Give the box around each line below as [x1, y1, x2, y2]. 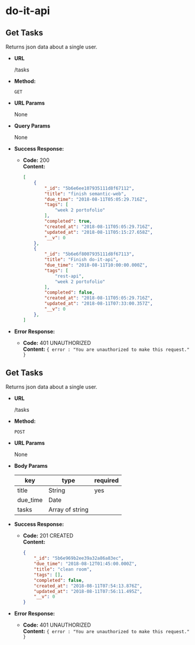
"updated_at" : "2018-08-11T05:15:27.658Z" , [44, 229, 153, 235]
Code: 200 [22, 157, 50, 164]
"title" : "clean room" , [34, 566, 92, 572]
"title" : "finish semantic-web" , [44, 191, 126, 197]
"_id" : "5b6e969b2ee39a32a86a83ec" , [34, 555, 124, 562]
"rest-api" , [54, 273, 84, 279]
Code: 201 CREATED [22, 532, 74, 539]
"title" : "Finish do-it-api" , [44, 257, 119, 263]
